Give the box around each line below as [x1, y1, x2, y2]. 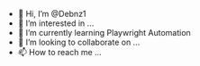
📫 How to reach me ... [17, 47, 102, 57]
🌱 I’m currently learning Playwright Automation [17, 28, 191, 37]
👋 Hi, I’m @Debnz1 [17, 9, 87, 19]
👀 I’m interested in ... [17, 18, 95, 29]
